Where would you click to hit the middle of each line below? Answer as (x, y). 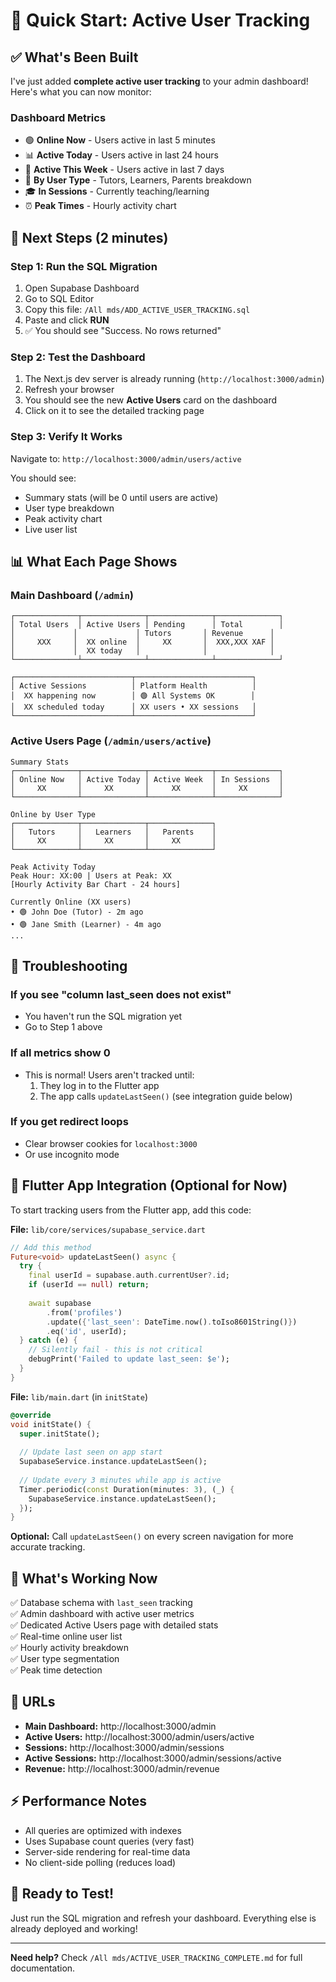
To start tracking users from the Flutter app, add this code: (131, 1210)
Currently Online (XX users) (71, 902)
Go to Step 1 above (63, 1027)
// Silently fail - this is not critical (115, 1350)
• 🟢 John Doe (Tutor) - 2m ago (77, 912)
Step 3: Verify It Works (66, 437)
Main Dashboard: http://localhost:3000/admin (120, 1726)
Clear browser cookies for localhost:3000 (111, 1143)
